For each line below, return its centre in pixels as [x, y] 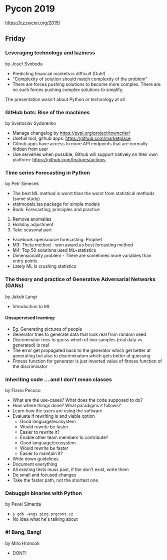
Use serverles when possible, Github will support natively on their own [85, 154]
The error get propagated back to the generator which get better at [81, 350]
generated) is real [30, 345]
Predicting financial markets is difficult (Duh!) [59, 73]
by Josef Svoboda [24, 64]
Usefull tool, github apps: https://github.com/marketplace [71, 138]
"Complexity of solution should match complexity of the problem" [80, 79]
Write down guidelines [35, 459]
